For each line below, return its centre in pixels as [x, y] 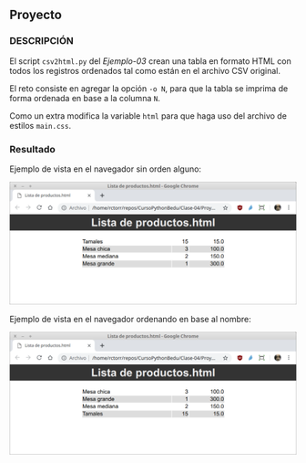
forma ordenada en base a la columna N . [85, 98]
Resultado [33, 149]
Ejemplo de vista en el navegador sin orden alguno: [106, 169]
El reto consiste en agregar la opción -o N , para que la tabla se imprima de [149, 88]
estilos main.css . [40, 125]
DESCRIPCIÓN [42, 41]
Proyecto [36, 15]
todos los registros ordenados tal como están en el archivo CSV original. [145, 70]
